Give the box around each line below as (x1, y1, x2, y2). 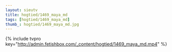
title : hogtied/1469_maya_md (5, 12, 68, 17)
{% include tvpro (5, 36, 41, 42)
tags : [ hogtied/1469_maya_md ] (5, 17, 70, 22)
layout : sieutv (5, 7, 38, 13)
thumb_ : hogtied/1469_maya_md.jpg (5, 21, 80, 27)
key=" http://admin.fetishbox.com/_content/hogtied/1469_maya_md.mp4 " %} (5, 41, 167, 47)
